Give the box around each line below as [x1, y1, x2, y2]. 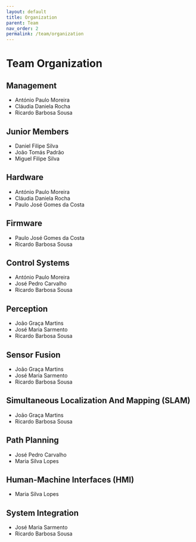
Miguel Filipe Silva [14, 155, 60, 162]
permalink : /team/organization [6, 31, 84, 37]
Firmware [6, 218, 43, 229]
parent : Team [6, 20, 39, 26]
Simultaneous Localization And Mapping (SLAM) [6, 395, 191, 406]
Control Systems [6, 258, 70, 268]
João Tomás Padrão [14, 148, 64, 156]
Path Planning [6, 435, 59, 446]
